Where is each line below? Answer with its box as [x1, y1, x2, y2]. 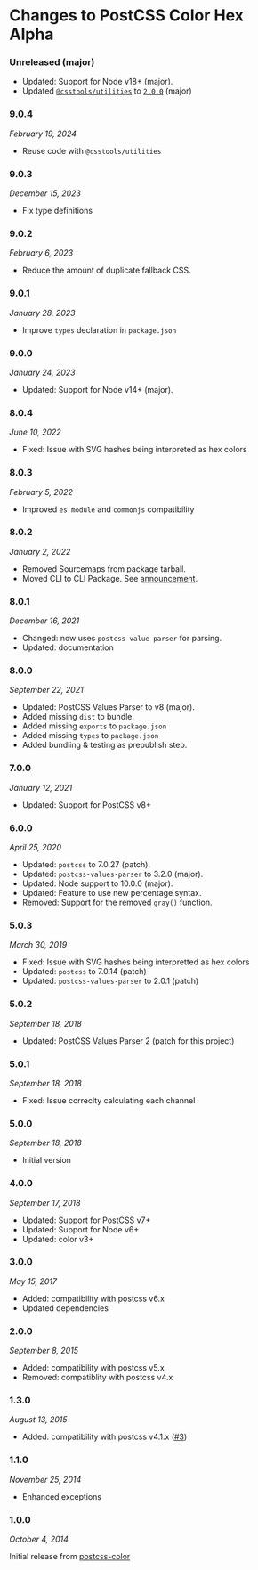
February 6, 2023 [9, 248, 74, 258]
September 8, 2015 [9, 1346, 78, 1356]
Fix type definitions [21, 206, 93, 216]
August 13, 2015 [9, 1414, 69, 1425]
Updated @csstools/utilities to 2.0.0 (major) [21, 85, 193, 96]
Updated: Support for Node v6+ [21, 1224, 140, 1234]
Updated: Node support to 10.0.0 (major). [21, 878, 173, 889]
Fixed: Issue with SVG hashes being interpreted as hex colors [21, 444, 247, 455]
